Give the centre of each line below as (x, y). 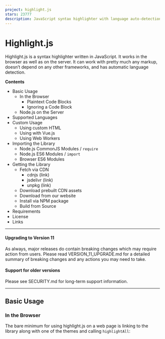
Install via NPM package (44, 201)
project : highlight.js (28, 10)
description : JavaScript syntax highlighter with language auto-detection (83, 19)
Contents (15, 82)
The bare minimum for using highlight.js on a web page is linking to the (77, 326)
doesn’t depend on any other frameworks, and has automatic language (77, 67)
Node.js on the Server (42, 112)
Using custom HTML (40, 128)
